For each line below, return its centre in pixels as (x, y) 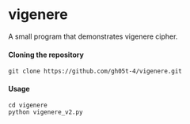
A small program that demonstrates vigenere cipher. (93, 36)
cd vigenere (28, 105)
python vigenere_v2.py (46, 112)
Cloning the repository (46, 54)
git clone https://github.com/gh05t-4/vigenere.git (95, 71)
